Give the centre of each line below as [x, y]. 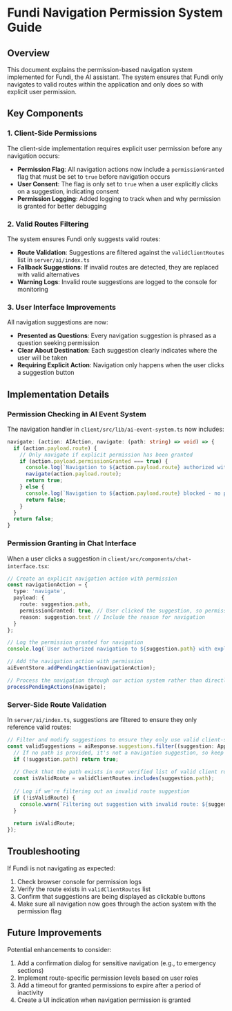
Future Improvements [55, 933]
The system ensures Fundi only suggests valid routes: [84, 239]
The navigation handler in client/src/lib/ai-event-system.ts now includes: [116, 429]
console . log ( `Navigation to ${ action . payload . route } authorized [120, 468]
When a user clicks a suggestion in [57, 559]
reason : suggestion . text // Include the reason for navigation [113, 617]
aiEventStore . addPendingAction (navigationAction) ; [81, 668]
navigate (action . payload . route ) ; [74, 474]
